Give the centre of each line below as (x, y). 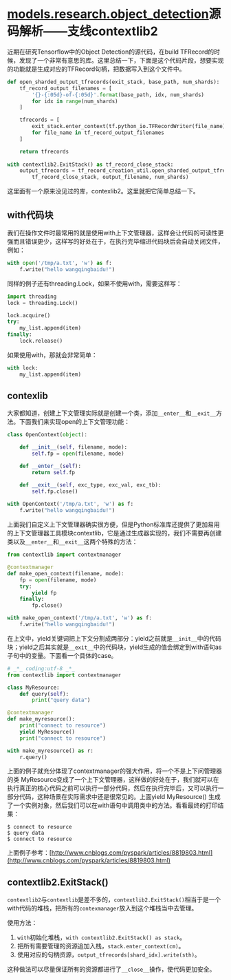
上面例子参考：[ (30, 853)
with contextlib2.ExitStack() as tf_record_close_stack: (90, 164)
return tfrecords (44, 151)
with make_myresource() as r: (51, 751)
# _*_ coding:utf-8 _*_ (41, 668)
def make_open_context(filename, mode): (66, 573)
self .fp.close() (55, 491)
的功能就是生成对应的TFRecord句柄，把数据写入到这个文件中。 (96, 69)
